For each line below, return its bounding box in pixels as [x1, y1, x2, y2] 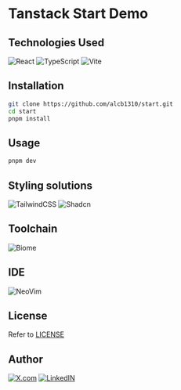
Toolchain [8, 222, 58, 236]
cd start [8, 107, 37, 115]
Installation [8, 79, 64, 92]
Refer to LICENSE [8, 330, 65, 339]
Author [8, 352, 43, 366]
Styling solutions [8, 179, 92, 192]
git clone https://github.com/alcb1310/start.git [8, 99, 174, 108]
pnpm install [8, 114, 51, 122]
